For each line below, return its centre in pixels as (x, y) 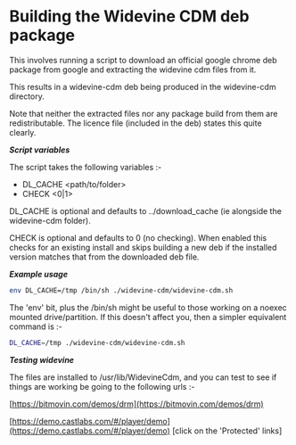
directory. (27, 96)
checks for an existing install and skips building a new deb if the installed (143, 247)
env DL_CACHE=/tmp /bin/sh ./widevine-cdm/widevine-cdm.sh (121, 290)
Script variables (40, 150)
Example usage (39, 274)
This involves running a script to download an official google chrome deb (143, 60)
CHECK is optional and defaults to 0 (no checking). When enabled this (138, 237)
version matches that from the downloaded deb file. (104, 257)
